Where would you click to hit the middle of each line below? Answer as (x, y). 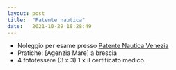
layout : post (26, 13)
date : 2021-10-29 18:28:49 (49, 26)
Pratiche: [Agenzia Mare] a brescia (67, 53)
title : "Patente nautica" (46, 20)
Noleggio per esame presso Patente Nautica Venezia (93, 46)
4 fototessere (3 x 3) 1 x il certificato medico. (81, 60)
